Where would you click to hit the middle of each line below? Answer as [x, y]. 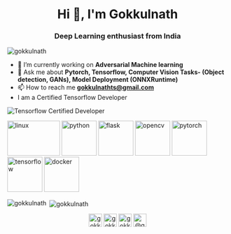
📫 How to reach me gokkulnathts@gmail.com [85, 87]
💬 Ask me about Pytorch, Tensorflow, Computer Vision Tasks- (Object [121, 72]
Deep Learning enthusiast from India [118, 36]
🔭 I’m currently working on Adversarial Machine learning [100, 65]
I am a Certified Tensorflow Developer [72, 98]
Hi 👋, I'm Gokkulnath [118, 14]
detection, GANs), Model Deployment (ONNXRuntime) [98, 80]
